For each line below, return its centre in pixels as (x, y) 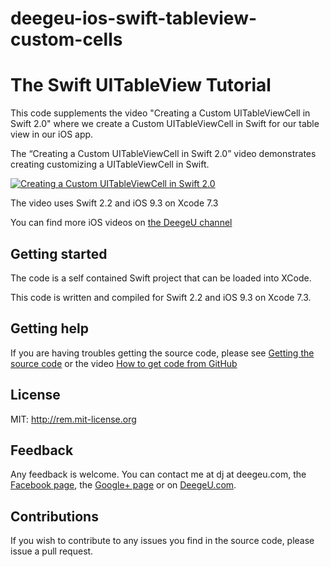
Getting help (49, 328)
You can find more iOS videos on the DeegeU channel (121, 223)
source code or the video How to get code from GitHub (124, 363)
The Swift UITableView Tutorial (141, 85)
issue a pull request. (52, 551)
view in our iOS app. (52, 134)
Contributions (54, 516)
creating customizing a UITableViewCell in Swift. (110, 164)
